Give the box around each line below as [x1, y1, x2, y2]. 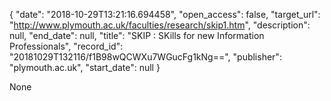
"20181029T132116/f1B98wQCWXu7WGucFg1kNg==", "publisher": [9, 51, 282, 63]
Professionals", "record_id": [9, 40, 124, 52]
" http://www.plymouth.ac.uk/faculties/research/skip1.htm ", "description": [9, 19, 311, 31]
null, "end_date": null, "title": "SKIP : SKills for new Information [9, 30, 265, 41]
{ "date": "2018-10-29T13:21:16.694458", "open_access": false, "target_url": [9, 9, 321, 20]
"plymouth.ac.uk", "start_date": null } [9, 62, 161, 73]
